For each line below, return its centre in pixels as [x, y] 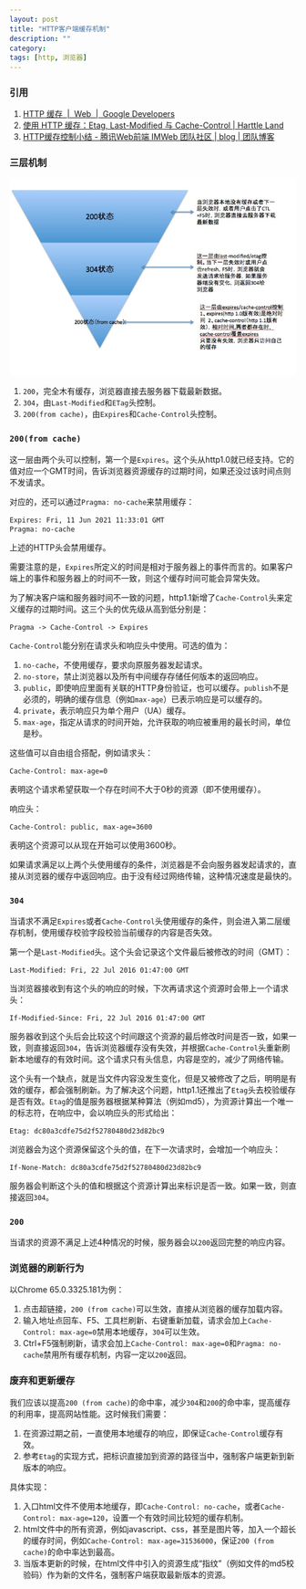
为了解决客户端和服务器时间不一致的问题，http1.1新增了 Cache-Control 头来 [147, 597]
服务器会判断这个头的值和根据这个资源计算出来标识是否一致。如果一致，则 [149, 1186]
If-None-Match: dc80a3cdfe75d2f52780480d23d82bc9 [106, 1167]
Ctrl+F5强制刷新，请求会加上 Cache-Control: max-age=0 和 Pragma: [144, 1343]
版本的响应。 [46, 1467]
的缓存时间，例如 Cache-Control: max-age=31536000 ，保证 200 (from [148, 1540]
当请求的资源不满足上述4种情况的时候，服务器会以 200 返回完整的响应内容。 [150, 1242]
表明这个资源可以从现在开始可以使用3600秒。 [95, 845]
